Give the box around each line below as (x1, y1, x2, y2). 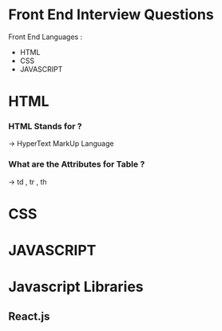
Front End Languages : (8, 32, 83, 41)
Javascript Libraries (8, 278, 144, 296)
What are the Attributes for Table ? (8, 159, 145, 170)
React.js (8, 309, 50, 323)
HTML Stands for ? (8, 121, 82, 132)
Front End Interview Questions (8, 6, 214, 24)
